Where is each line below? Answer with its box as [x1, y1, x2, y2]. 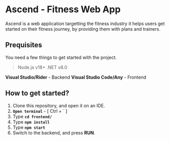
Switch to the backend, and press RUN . [12, 129, 96, 136]
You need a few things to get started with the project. [5, 54, 117, 60]
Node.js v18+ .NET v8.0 [17, 64, 68, 70]
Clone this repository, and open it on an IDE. [12, 102, 105, 108]
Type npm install [12, 119, 50, 125]
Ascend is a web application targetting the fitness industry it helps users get [5, 20, 165, 27]
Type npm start [12, 124, 45, 130]
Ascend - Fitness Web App [5, 4, 121, 15]
